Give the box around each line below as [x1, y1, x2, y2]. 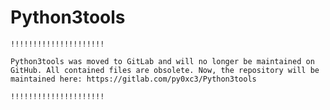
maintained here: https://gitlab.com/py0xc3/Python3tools [10, 74, 257, 84]
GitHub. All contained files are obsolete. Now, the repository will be [10, 65, 320, 75]
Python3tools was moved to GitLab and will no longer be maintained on [10, 56, 315, 66]
